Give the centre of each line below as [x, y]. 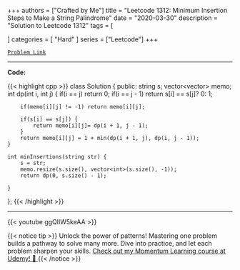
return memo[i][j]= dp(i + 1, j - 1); [91, 126]
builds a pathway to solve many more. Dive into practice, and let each [110, 243]
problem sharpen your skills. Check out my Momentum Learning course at [117, 251]
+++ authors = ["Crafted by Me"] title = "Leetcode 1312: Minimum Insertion [117, 10]
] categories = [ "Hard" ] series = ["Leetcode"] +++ [83, 39]
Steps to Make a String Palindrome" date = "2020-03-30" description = [112, 18]
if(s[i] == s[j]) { [49, 119]
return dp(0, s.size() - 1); [64, 176]
